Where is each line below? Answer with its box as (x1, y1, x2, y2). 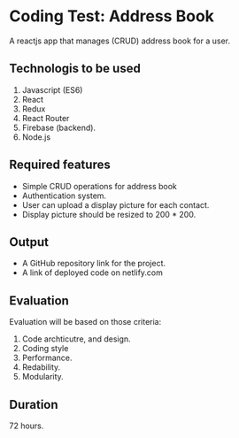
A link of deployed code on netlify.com (21, 267, 164, 278)
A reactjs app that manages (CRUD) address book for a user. (9, 35, 230, 46)
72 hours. (9, 420, 44, 431)
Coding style (21, 343, 69, 354)
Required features (9, 158, 111, 173)
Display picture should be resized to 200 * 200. (21, 209, 197, 219)
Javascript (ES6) (21, 84, 83, 95)
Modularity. (21, 372, 64, 382)
